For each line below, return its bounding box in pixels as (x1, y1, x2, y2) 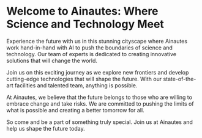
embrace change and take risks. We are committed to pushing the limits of (6, 100, 194, 107)
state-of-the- (163, 75, 196, 82)
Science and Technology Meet (6, 17, 164, 31)
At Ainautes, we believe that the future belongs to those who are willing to (6, 93, 193, 101)
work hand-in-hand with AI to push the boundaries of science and (6, 44, 173, 51)
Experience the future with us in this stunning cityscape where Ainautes (6, 37, 188, 45)
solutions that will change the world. (6, 57, 98, 64)
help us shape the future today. (6, 125, 85, 132)
